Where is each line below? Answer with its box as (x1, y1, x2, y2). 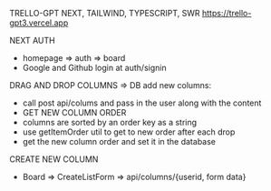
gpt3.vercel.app (9, 17, 69, 28)
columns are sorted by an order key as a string (22, 117, 198, 127)
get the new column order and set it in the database (22, 136, 216, 146)
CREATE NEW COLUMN (9, 154, 99, 165)
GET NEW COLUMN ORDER (22, 107, 127, 117)
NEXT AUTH (9, 35, 56, 45)
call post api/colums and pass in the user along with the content (22, 97, 262, 108)
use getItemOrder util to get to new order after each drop (22, 126, 236, 137)
